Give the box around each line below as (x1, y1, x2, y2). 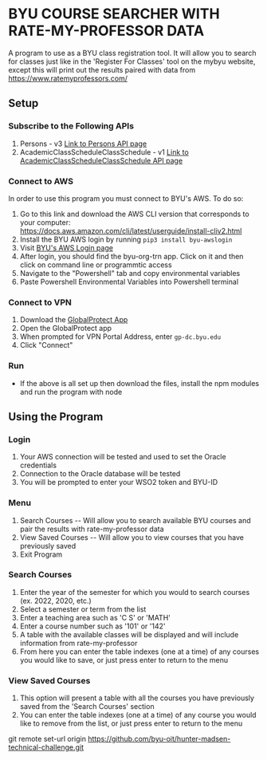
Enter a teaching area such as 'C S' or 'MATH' (19, 612, 171, 622)
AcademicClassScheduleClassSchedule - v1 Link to (19, 147, 189, 156)
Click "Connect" (19, 341, 73, 350)
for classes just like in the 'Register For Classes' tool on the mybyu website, (8, 57, 256, 66)
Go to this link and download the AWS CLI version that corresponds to (19, 209, 249, 219)
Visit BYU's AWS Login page (19, 242, 114, 252)
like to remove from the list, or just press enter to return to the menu (19, 719, 243, 728)
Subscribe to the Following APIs (8, 120, 134, 132)
